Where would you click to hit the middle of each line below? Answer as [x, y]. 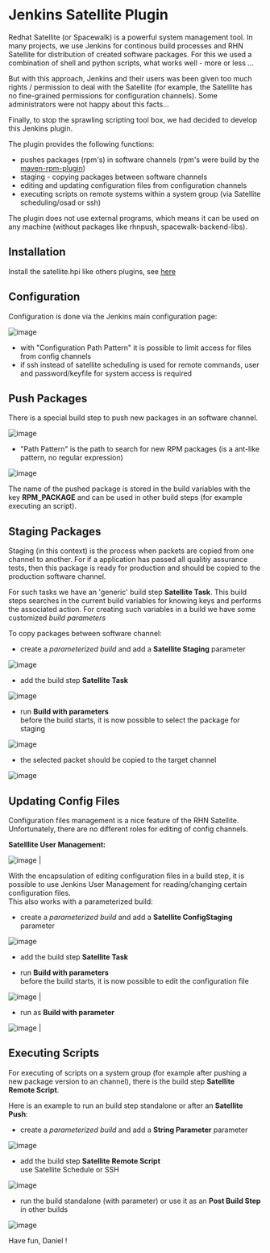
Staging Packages [55, 531]
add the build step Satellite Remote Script [90, 1161]
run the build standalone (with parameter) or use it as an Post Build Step [140, 1201]
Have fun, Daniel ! [38, 1240]
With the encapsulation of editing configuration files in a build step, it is [126, 876]
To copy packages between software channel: [85, 634]
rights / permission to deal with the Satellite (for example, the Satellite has [131, 87]
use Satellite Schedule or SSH [69, 1169]
